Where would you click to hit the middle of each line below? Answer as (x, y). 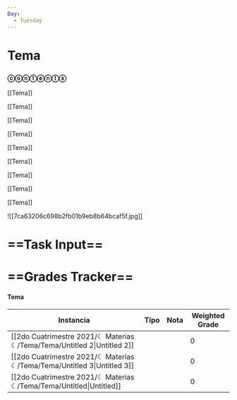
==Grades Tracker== (71, 277)
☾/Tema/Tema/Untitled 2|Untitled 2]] (73, 345)
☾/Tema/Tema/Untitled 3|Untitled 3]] (73, 365)
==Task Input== (55, 245)
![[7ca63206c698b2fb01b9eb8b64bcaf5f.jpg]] (75, 216)
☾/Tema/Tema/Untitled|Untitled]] (66, 386)
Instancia (74, 320)
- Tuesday (28, 20)
